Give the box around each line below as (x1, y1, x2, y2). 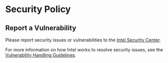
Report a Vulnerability (5, 24, 76, 32)
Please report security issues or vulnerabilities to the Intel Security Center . (5, 37, 161, 43)
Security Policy (5, 4, 71, 15)
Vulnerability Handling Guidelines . (5, 52, 76, 58)
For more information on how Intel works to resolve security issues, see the (5, 47, 163, 52)
